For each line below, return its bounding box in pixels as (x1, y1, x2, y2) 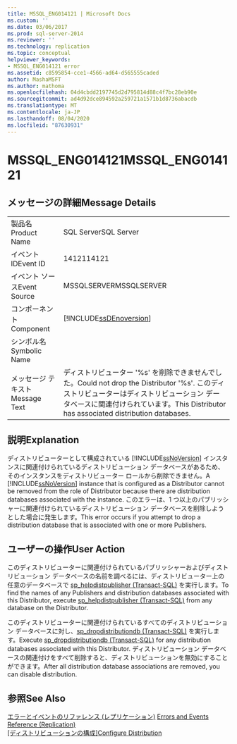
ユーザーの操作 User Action (7, 543, 126, 555)
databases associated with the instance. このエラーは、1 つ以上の (7, 495, 198, 504)
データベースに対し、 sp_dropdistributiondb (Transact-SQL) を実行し (15, 627, 214, 635)
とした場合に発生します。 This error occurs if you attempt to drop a (7, 513, 201, 521)
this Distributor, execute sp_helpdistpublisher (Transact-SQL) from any (7, 596, 213, 604)
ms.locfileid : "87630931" (7, 121, 83, 129)
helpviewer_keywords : (7, 56, 71, 63)
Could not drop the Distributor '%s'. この (77, 378, 212, 387)
